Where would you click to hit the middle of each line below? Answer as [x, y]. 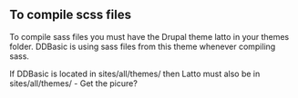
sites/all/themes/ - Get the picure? [74, 83]
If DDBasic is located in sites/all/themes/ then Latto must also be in [135, 73]
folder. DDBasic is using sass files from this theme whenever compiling [143, 46]
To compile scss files [71, 15]
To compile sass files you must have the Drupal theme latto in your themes [149, 36]
